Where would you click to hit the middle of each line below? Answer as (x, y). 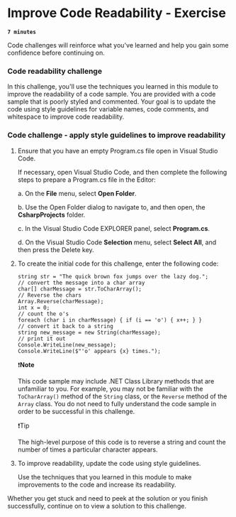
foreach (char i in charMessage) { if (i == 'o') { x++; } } (110, 320)
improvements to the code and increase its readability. (97, 484)
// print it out (41, 339)
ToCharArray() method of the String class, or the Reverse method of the (122, 396)
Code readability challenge (55, 71)
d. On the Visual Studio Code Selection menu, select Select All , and (117, 242)
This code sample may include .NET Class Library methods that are (116, 381)
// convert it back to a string (65, 326)
